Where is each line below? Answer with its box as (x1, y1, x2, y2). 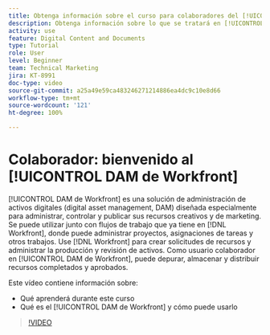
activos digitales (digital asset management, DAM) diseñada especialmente (8, 202, 257, 212)
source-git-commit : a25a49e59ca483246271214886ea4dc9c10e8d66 (8, 86, 221, 95)
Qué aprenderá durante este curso (19, 293, 135, 303)
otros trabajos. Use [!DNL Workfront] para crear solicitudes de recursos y (8, 236, 252, 246)
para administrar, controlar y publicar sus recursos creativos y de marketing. (8, 210, 262, 221)
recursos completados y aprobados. (8, 262, 129, 272)
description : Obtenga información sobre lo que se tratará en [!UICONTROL (8, 19, 264, 27)
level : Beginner (8, 57, 63, 65)
